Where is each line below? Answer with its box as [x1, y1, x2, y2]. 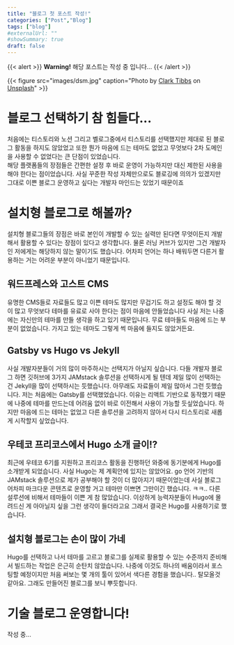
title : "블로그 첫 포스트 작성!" [7, 10, 91, 17]
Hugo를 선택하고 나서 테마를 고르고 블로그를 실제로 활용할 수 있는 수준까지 [7, 553, 209, 561]
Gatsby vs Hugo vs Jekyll [7, 345, 120, 357]
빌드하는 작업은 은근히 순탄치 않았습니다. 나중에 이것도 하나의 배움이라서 [14, 561, 210, 570]
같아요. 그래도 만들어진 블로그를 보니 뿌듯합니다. [7, 579, 138, 587]
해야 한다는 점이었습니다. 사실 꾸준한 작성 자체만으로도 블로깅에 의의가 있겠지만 [7, 169, 221, 178]
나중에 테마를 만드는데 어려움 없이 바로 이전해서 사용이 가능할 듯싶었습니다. [14, 398, 217, 407]
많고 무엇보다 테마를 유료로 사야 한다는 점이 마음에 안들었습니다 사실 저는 [14, 306, 212, 315]
